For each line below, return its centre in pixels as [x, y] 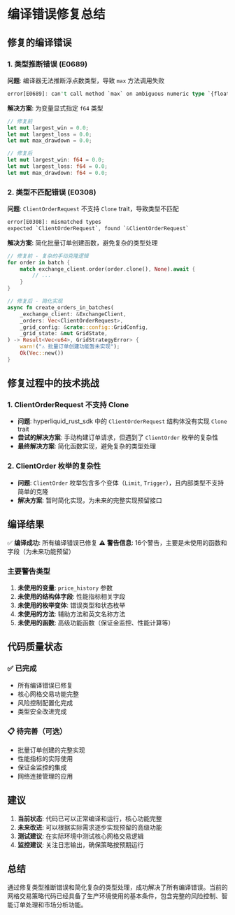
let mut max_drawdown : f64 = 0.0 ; [58, 173]
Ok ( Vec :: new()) [42, 353]
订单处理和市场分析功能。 [50, 905]
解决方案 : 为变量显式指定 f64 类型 [55, 108]
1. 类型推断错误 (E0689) [48, 64]
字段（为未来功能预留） [41, 551]
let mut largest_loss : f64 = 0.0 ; [58, 166]
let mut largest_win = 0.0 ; [48, 128]
